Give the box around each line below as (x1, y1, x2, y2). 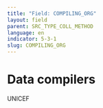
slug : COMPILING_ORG (7, 42, 67, 49)
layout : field (7, 17, 48, 23)
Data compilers (7, 72, 96, 87)
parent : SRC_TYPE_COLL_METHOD (7, 23, 94, 30)
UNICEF (7, 94, 30, 102)
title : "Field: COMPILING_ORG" (7, 10, 97, 17)
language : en (7, 29, 45, 36)
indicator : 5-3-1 (7, 36, 57, 43)
